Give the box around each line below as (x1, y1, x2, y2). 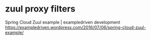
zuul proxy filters (5, 3, 75, 14)
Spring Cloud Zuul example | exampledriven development (5, 19, 120, 25)
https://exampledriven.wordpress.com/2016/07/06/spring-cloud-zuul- (5, 24, 146, 30)
